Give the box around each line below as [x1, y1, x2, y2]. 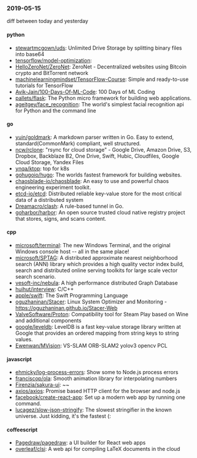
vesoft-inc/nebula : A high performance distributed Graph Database [15, 279, 178, 286]
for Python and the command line [15, 107, 96, 114]
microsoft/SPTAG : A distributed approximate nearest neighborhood [15, 254, 178, 261]
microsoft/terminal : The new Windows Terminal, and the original [15, 241, 171, 248]
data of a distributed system [15, 196, 84, 203]
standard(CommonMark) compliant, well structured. [15, 140, 141, 147]
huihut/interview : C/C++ [15, 285, 74, 293]
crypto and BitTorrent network [15, 69, 89, 76]
